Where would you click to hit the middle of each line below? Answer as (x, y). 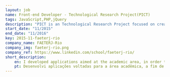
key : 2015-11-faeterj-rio (32, 38)
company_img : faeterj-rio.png (37, 48)
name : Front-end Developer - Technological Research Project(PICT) (78, 15)
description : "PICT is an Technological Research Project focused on (80, 24)
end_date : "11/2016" (27, 33)
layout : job (18, 10)
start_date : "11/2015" (29, 29)
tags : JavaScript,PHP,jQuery (36, 19)
